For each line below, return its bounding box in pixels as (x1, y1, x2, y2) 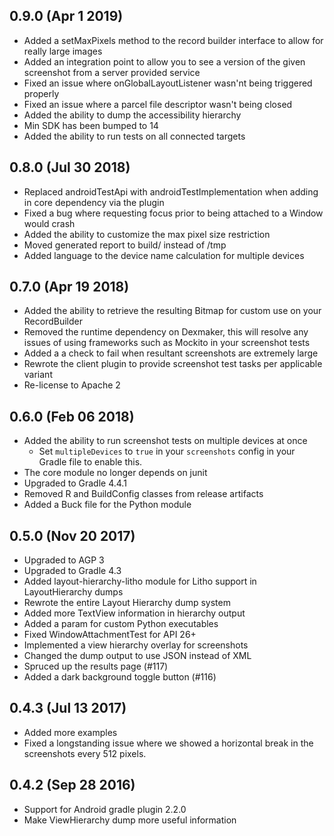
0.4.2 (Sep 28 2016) (9, 777, 136, 794)
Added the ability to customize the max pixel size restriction (23, 228, 271, 240)
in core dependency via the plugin (23, 196, 165, 208)
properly (23, 87, 60, 99)
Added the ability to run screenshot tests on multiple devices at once (23, 435, 308, 447)
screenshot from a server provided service (23, 66, 201, 78)
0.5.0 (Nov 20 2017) (9, 527, 136, 544)
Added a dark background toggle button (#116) (23, 671, 217, 683)
